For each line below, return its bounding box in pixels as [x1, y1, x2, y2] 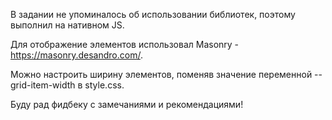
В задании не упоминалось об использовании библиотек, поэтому [10, 9, 296, 20]
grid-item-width [10, 79, 76, 91]
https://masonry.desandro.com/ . [10, 49, 143, 61]
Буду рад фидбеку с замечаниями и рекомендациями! [10, 99, 244, 110]
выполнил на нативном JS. [10, 19, 125, 31]
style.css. [84, 79, 125, 91]
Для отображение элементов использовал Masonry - [10, 39, 240, 50]
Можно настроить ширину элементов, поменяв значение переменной [10, 69, 313, 80]
